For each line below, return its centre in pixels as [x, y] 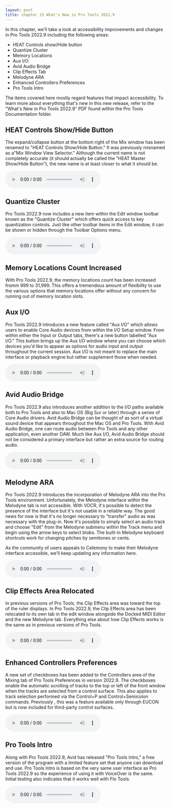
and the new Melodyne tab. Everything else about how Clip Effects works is [84, 620]
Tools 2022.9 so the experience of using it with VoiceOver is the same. [79, 773]
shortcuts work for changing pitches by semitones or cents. [68, 538]
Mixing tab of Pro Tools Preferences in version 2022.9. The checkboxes [80, 680]
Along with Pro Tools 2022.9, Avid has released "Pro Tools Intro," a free [80, 757]
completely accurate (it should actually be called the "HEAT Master [76, 158]
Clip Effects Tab [29, 71]
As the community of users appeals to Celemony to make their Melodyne [82, 548]
